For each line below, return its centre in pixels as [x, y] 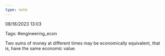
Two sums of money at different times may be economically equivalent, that [83, 43]
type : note [16, 10]
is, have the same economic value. [41, 48]
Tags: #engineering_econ [31, 33]
